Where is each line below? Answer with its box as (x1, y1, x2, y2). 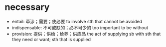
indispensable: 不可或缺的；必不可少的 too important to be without (11, 24, 149, 31)
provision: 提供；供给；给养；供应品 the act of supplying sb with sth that (11, 31, 161, 37)
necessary (4, 1, 50, 13)
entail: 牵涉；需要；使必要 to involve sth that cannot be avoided (11, 18, 143, 24)
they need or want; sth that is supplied (11, 36, 91, 42)
